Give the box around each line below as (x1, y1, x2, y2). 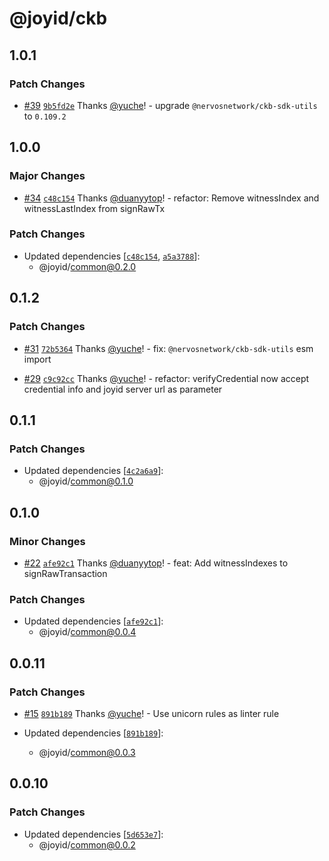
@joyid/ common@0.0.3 (38, 746, 136, 758)
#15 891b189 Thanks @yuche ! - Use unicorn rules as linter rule (23, 707, 280, 719)
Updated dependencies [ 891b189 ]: (23, 727, 164, 739)
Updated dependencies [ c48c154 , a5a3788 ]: (23, 250, 201, 262)
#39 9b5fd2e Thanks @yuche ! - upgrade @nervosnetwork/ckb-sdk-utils (23, 99, 318, 111)
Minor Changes (9, 534, 86, 548)
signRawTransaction (23, 567, 108, 579)
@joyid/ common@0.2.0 (38, 260, 137, 272)
